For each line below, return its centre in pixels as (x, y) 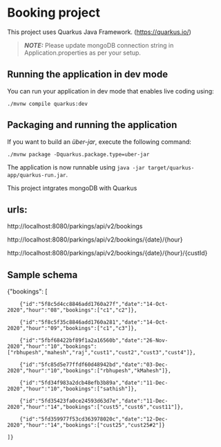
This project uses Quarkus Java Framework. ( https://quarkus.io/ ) (99, 32)
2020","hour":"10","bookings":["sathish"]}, (72, 389)
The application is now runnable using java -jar (76, 167)
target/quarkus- (171, 167)
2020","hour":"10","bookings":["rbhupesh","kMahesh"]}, (89, 371)
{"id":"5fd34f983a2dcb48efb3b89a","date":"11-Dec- (94, 383)
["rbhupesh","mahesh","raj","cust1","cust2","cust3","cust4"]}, (102, 353)
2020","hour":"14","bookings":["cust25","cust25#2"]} (86, 426)
